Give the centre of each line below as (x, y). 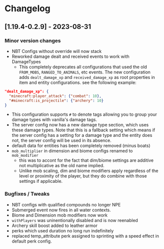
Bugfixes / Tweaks (27, 194)
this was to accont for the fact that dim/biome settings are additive (86, 160)
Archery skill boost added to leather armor (55, 225)
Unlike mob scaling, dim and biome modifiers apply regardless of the (89, 171)
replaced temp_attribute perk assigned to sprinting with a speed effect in (85, 236)
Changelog (27, 9)
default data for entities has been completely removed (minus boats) (81, 146)
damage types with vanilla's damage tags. (54, 120)
